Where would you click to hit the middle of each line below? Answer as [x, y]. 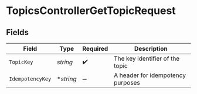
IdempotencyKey [30, 79]
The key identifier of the [147, 58]
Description [151, 49]
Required [95, 49]
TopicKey [21, 62]
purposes [127, 83]
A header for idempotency [150, 75]
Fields [18, 32]
